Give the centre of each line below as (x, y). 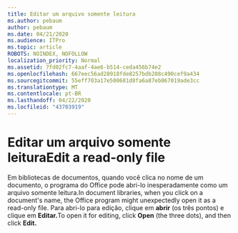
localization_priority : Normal (54, 61)
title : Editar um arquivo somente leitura (71, 14)
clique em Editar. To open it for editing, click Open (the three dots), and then (119, 215)
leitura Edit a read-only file (86, 158)
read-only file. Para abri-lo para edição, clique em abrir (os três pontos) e (116, 207)
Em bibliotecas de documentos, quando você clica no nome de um (105, 177)
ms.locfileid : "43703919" (46, 107)
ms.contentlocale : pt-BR (44, 94)
